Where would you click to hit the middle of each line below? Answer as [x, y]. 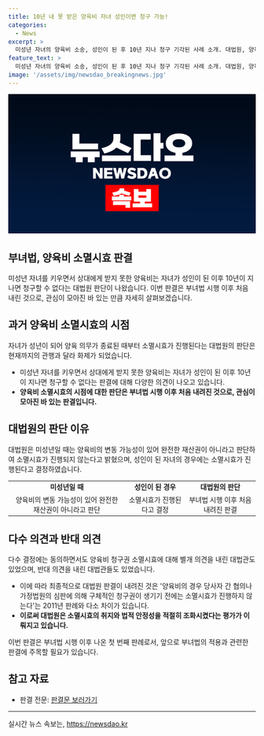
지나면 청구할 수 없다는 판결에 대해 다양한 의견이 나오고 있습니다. [126, 381]
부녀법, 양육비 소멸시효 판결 [71, 257]
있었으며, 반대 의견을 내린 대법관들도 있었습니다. [82, 569]
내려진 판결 [220, 509]
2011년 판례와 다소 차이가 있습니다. [96, 606]
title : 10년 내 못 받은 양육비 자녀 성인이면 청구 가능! [88, 17]
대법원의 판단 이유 [49, 429]
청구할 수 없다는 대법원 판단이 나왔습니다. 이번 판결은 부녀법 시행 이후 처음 [136, 288]
